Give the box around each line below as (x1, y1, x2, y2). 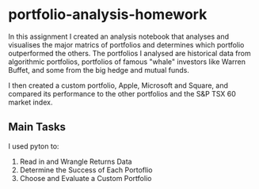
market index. (8, 97, 53, 107)
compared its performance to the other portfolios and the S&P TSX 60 (8, 89, 236, 98)
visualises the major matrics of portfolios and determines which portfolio (8, 40, 245, 49)
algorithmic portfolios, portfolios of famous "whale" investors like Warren (8, 57, 246, 66)
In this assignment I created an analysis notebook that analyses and (8, 32, 230, 41)
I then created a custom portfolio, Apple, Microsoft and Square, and (8, 81, 228, 90)
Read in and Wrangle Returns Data (19, 157, 132, 166)
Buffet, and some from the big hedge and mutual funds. (8, 65, 190, 74)
